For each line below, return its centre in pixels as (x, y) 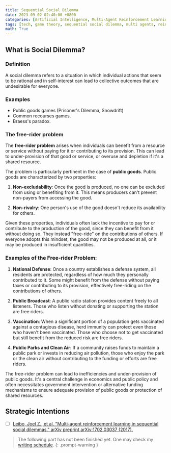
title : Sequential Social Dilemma (42, 10)
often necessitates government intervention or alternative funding (74, 384)
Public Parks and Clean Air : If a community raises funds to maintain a (86, 347)
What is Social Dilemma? (45, 50)
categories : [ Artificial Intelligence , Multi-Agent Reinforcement (77, 19)
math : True (17, 29)
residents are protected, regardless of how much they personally (81, 274)
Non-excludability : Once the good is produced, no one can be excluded (89, 187)
